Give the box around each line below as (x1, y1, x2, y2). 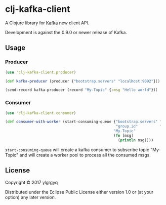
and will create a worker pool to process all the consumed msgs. (19, 152, 151, 158)
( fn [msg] (113, 133, 134, 138)
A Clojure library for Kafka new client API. (5, 20, 90, 26)
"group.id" (115, 124, 138, 129)
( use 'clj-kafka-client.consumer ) (5, 110, 77, 116)
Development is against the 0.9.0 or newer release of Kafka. (5, 29, 127, 35)
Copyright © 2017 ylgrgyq (5, 179, 58, 185)
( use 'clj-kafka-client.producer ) (5, 70, 77, 75)
